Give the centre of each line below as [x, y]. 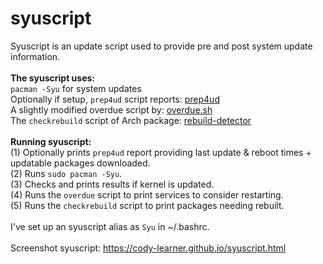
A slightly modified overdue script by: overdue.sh [111, 109]
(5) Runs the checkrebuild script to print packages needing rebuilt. [147, 205]
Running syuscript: [51, 141]
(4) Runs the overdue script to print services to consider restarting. [147, 194]
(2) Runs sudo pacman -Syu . [66, 173]
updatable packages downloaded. [80, 163]
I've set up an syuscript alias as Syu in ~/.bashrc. [110, 226]
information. [35, 56]
